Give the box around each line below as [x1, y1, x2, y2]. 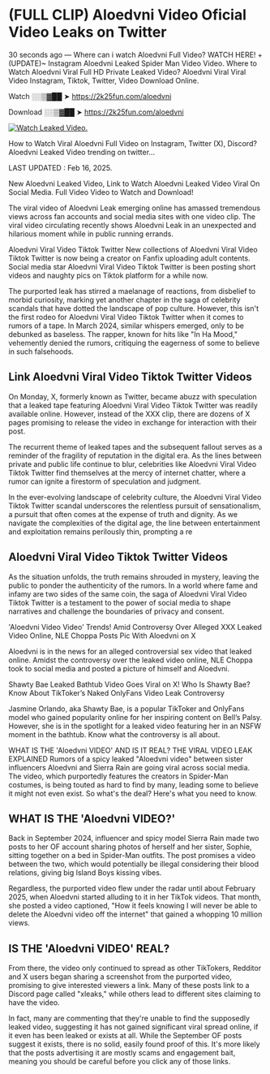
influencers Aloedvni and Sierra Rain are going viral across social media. [8, 762, 251, 772]
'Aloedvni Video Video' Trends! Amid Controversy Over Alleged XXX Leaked [8, 622, 262, 632]
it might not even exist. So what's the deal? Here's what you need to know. [8, 788, 257, 798]
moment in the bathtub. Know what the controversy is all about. [8, 729, 221, 740]
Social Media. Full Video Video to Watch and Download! [8, 187, 194, 196]
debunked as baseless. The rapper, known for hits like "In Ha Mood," [8, 329, 238, 339]
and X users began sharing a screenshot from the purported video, [8, 972, 233, 981]
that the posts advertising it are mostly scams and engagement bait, [8, 1048, 236, 1058]
